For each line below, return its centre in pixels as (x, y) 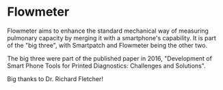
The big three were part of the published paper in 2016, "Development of (109, 58)
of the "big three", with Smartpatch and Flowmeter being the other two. (107, 45)
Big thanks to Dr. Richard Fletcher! (55, 78)
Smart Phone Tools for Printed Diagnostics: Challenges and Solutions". (107, 65)
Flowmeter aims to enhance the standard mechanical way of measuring (108, 31)
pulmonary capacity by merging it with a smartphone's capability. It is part (112, 37)
